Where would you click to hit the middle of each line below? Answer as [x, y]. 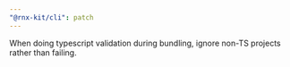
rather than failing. [43, 52]
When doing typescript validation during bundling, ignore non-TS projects [145, 43]
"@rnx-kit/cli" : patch [51, 17]
